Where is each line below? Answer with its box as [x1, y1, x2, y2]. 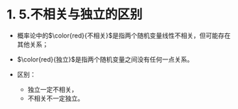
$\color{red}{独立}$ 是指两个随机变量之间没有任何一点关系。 [16, 54, 193, 64]
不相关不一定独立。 [27, 93, 85, 103]
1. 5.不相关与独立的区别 [6, 6, 143, 23]
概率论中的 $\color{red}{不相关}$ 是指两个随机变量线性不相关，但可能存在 [16, 31, 231, 40]
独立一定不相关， [27, 85, 78, 93]
